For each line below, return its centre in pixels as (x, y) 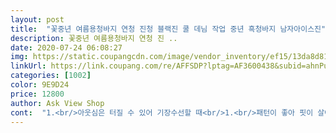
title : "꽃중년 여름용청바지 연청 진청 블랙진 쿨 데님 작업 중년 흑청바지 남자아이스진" (168, 29)
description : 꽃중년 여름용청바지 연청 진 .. (94, 38)
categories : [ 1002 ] (51, 76)
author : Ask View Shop (57, 103)
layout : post (37, 19)
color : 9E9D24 (40, 85)
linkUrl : (28, 66)
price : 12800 (37, 94)
